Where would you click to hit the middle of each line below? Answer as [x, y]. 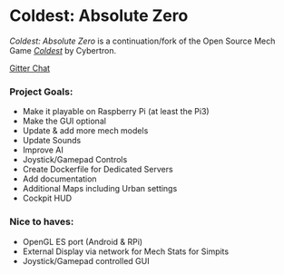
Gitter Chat [30, 68]
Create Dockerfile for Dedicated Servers [98, 170]
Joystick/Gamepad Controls [75, 160]
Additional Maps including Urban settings [100, 189]
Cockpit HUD [47, 198]
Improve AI [43, 150]
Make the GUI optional [64, 121]
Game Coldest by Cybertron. [63, 50]
